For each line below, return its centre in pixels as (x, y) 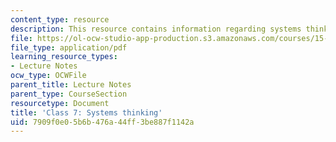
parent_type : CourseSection (69, 94)
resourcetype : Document (60, 103)
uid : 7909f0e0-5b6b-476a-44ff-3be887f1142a (102, 122)
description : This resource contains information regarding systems (156, 29)
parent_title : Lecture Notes (71, 85)
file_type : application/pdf (69, 47)
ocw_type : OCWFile (48, 76)
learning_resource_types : (64, 57)
